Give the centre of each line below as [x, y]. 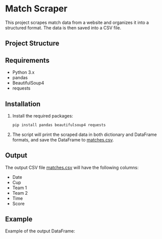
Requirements [27, 60]
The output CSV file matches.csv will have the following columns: [72, 167]
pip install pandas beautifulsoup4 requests [59, 125]
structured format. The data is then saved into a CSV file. [63, 27]
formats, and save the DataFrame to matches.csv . [63, 139]
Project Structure [32, 44]
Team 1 [20, 188]
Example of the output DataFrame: [40, 231]
